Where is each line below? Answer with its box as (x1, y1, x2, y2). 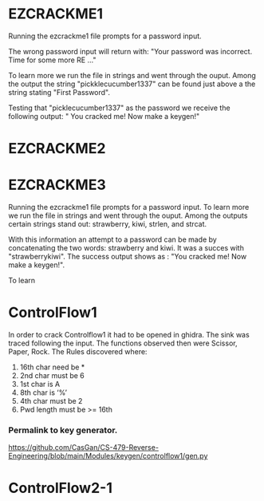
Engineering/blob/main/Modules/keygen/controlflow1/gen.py (8, 452, 208, 461)
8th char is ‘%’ (19, 388, 68, 397)
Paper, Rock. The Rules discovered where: (8, 347, 148, 356)
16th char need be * (19, 362, 85, 372)
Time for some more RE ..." (8, 55, 97, 65)
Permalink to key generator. (8, 424, 118, 436)
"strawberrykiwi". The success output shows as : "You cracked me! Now (8, 252, 247, 262)
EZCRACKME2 (8, 140, 106, 158)
